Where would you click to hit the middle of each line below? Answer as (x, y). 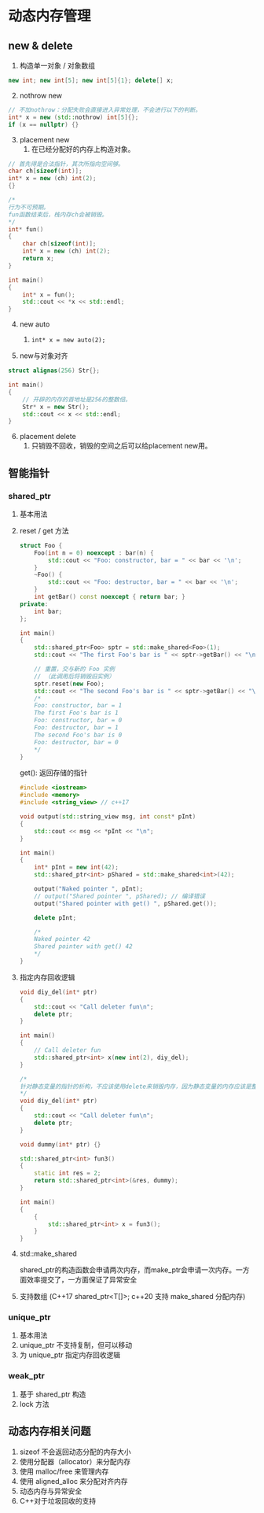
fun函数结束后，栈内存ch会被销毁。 (58, 214)
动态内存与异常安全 (51, 1491)
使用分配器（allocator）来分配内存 (75, 1461)
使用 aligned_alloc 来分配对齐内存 (73, 1481)
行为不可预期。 (29, 207)
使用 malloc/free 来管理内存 (64, 1471)
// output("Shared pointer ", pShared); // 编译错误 (120, 896)
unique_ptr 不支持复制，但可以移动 (75, 1345)
